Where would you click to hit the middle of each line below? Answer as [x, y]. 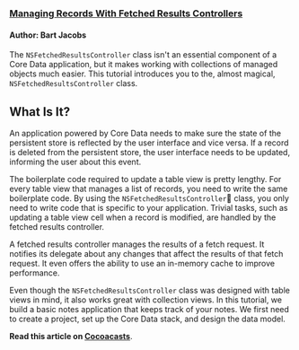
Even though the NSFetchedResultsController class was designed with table [149, 290]
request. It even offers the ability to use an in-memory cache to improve [142, 263]
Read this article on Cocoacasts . [71, 336]
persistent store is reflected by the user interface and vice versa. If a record [149, 143]
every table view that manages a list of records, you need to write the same [149, 188]
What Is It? [40, 112]
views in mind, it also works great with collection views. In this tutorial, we [146, 300]
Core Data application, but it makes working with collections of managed [144, 65]
